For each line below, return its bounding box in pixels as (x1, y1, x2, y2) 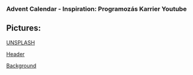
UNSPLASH (6, 39, 35, 46)
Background (6, 62, 37, 69)
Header (6, 50, 25, 58)
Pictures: (6, 23, 41, 33)
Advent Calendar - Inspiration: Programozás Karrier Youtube (6, 5, 187, 13)
